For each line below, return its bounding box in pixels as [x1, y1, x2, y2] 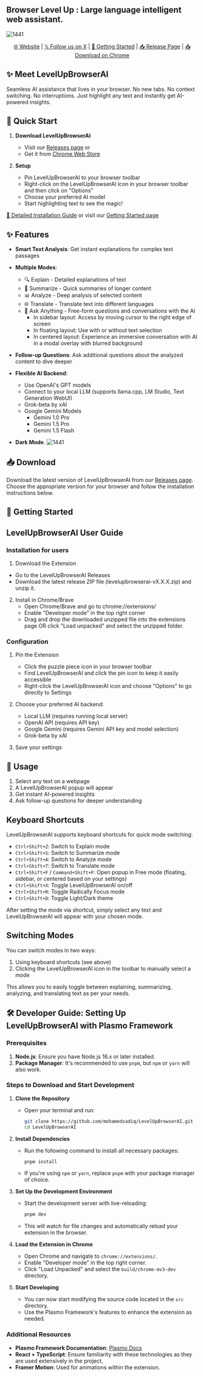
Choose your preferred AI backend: [15, 701, 105, 708]
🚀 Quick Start [6, 116, 58, 127]
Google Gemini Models [24, 408, 82, 415]
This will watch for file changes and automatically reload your [24, 1222, 178, 1230]
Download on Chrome [75, 51, 129, 59]
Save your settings [15, 743, 62, 751]
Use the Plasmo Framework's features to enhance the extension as [24, 1308, 193, 1316]
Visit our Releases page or [24, 144, 91, 151]
